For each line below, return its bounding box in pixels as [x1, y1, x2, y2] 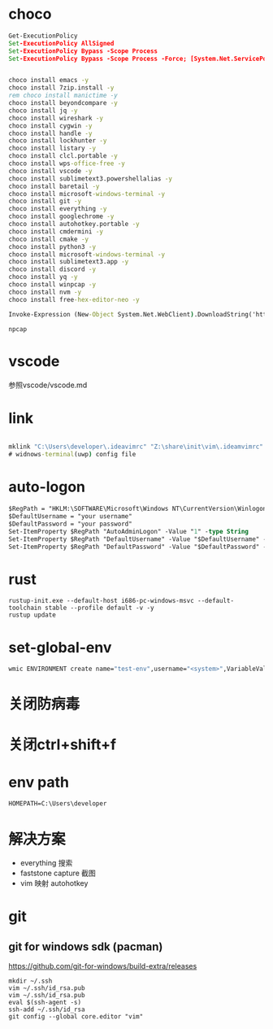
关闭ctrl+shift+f [8, 735, 116, 753]
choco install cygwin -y [8, 121, 93, 130]
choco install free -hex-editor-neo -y [8, 295, 140, 303]
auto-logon [8, 477, 85, 496]
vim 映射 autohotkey [19, 879, 89, 888]
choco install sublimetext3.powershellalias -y [8, 174, 173, 183]
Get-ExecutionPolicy [8, 32, 79, 40]
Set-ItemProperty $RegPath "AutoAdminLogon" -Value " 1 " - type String [8, 527, 249, 535]
